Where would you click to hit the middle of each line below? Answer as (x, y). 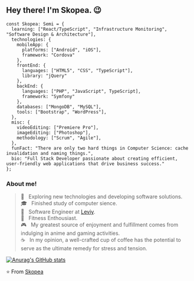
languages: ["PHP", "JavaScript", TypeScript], (81, 91)
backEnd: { (30, 86)
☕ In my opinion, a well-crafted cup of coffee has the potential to (101, 240)
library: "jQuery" (44, 76)
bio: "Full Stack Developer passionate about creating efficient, (95, 159)
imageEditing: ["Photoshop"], (54, 133)
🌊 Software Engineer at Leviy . (58, 212)
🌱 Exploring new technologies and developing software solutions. (101, 197)
